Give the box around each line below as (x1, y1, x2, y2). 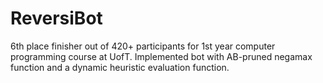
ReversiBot (10, 7, 103, 30)
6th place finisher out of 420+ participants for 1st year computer (10, 40, 276, 52)
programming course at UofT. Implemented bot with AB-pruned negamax (10, 50, 313, 62)
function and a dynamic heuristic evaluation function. (10, 61, 230, 73)
